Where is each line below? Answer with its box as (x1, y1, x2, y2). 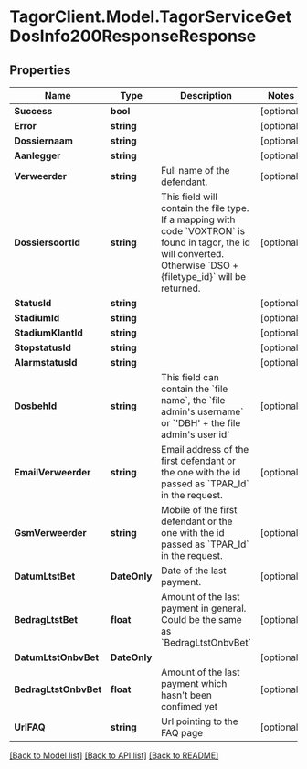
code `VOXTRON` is (161, 225, 245, 237)
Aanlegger (14, 149, 61, 162)
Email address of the (161, 443, 249, 455)
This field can (161, 371, 219, 383)
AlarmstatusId (14, 357, 78, 368)
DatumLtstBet (14, 570, 76, 582)
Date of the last (161, 564, 227, 577)
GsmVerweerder (14, 527, 87, 539)
